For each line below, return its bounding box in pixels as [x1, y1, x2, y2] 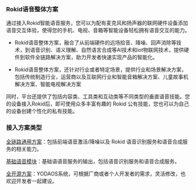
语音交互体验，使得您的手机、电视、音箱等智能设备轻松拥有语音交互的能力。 [6, 27, 190, 34]
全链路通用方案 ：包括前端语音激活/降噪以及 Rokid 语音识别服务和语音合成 [6, 138, 183, 145]
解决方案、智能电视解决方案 [14, 80, 82, 88]
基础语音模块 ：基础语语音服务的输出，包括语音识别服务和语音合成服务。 [6, 157, 180, 164]
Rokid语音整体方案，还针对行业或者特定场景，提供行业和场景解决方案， [14, 66, 187, 73]
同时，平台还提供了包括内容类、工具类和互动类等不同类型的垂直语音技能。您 [6, 93, 190, 100]
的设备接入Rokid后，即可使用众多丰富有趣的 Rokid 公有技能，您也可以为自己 [6, 100, 190, 107]
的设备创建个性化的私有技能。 [6, 108, 78, 115]
